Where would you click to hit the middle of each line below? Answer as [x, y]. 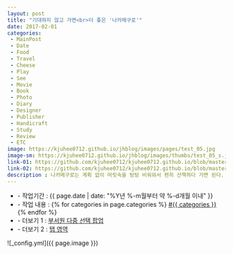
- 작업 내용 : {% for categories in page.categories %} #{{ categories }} [117, 204]
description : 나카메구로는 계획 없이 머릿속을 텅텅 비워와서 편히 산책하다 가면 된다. [116, 175]
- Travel [23, 59]
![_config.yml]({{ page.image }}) [53, 243]
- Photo [21, 98]
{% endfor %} [37, 212]
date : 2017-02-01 [32, 26]
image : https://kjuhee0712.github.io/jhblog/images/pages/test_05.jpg [111, 149]
